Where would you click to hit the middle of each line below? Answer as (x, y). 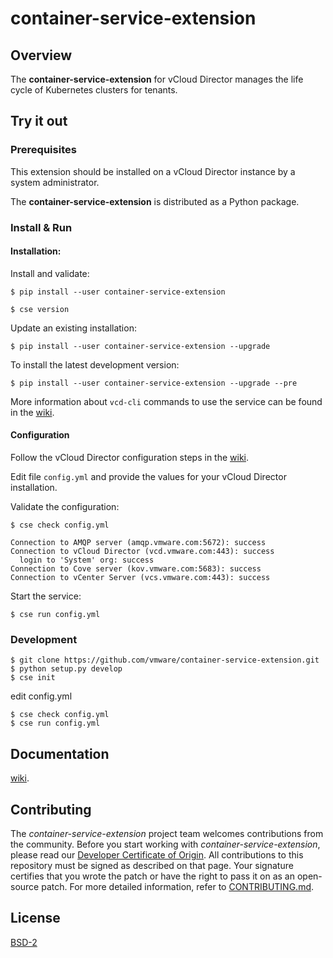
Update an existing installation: (73, 328)
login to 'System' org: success (87, 560)
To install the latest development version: (95, 364)
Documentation (60, 753)
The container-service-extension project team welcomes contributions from (167, 833)
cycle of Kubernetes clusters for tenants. (94, 90)
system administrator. (55, 182)
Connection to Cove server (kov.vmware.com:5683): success (136, 569)
